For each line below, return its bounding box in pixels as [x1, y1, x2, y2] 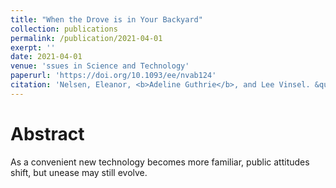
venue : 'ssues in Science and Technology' [10, 61, 190, 71]
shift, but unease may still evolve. [10, 166, 148, 178]
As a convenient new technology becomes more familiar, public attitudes [10, 156, 310, 168]
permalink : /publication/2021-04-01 [10, 33, 163, 43]
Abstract [10, 122, 85, 145]
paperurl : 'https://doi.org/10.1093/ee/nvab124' [10, 71, 217, 81]
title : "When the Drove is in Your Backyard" [10, 14, 203, 25]
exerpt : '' [10, 42, 56, 53]
